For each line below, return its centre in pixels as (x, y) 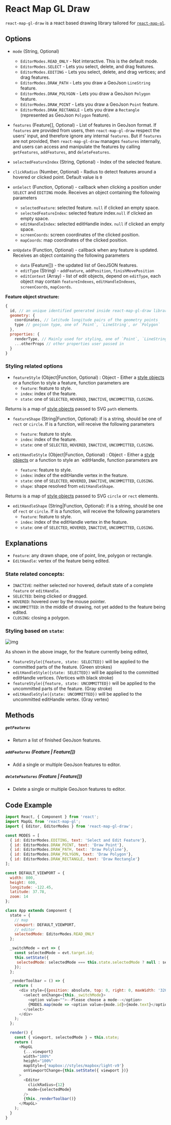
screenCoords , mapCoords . (46, 287)
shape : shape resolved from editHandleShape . (67, 486)
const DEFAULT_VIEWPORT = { (35, 873)
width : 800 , (23, 878)
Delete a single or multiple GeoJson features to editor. (69, 789)
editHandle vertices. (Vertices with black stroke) (63, 678)
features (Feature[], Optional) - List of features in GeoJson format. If (84, 125)
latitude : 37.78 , (28, 892)
